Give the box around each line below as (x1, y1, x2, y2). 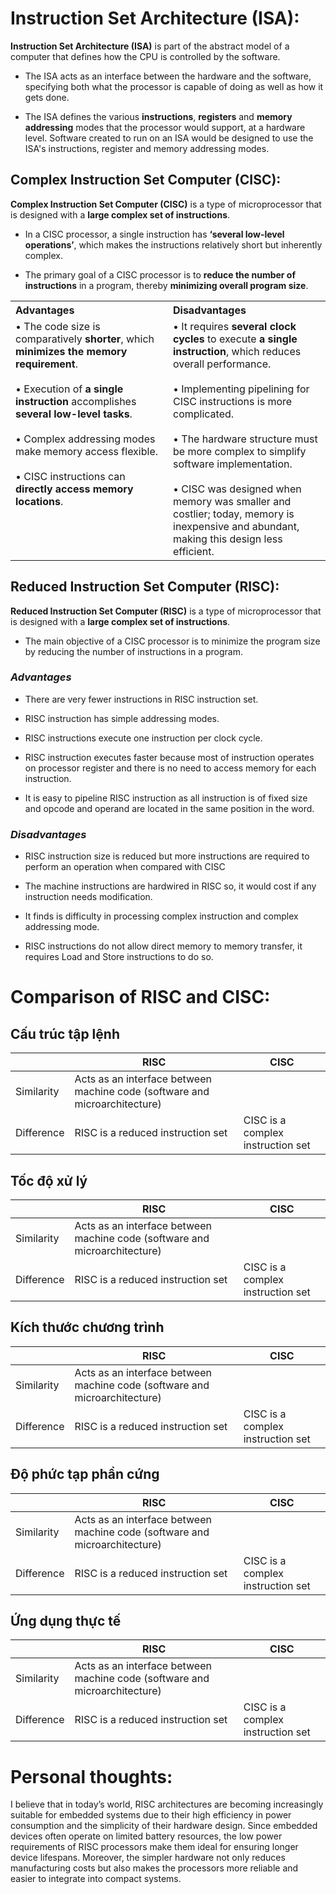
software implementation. (173, 457, 293, 471)
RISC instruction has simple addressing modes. (24, 712, 220, 724)
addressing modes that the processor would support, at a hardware (24, 121, 306, 133)
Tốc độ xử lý (10, 1172, 88, 1189)
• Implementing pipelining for (173, 382, 310, 396)
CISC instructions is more (173, 394, 293, 408)
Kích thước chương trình (10, 1319, 165, 1336)
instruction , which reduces (173, 344, 302, 358)
